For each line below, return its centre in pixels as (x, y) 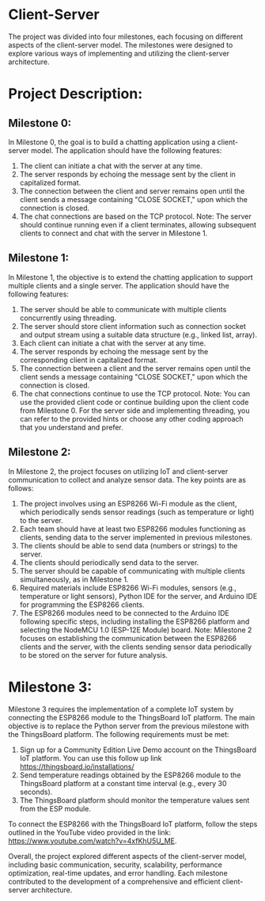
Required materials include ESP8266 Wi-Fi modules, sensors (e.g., (128, 587)
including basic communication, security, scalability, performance (115, 865)
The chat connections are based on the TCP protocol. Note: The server (135, 216)
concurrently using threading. (68, 318)
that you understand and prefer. (72, 427)
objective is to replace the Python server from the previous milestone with (129, 726)
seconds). (36, 792)
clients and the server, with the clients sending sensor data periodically (136, 647)
